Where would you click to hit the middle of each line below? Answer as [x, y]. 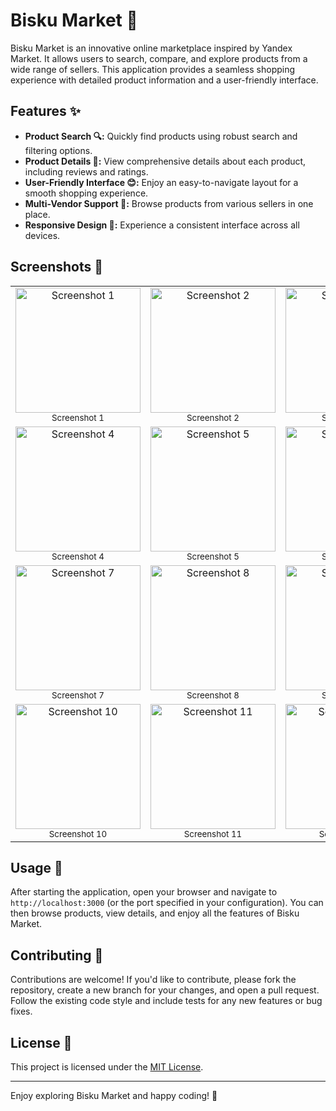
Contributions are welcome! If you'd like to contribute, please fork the [153, 980]
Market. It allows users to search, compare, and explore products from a [159, 58]
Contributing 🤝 [57, 955]
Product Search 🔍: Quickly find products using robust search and [161, 136]
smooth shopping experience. [86, 193]
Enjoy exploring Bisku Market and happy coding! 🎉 [114, 1095]
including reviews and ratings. [86, 171]
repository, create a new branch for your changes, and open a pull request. [165, 990]
